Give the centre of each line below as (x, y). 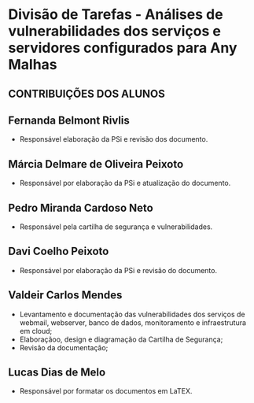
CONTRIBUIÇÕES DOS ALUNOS (87, 93)
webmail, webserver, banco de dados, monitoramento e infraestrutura (133, 322)
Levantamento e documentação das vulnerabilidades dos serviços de (132, 314)
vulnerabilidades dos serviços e (115, 31)
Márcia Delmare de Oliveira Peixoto (96, 164)
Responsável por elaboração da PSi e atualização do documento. (125, 183)
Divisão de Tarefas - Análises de (116, 15)
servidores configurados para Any (123, 48)
